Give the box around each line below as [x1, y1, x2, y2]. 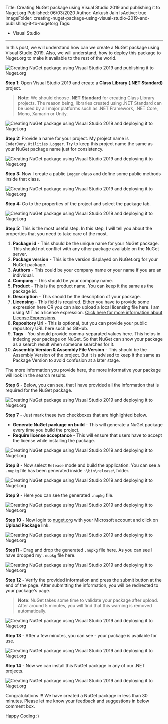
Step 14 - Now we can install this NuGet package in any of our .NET [5, 663, 145, 668]
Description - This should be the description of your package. [12, 294, 141, 299]
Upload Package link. [5, 522, 50, 528]
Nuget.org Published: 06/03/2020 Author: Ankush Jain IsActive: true [5, 10, 147, 16]
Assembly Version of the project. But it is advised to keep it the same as [12, 352, 161, 358]
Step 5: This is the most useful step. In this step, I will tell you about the [5, 225, 152, 231]
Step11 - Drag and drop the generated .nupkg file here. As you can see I [5, 547, 153, 553]
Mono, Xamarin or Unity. [17, 111, 68, 117]
